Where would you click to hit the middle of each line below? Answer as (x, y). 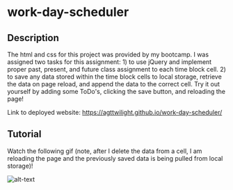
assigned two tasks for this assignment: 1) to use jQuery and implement (110, 62)
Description (33, 38)
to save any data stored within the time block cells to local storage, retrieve (115, 77)
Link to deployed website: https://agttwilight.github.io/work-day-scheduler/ (115, 112)
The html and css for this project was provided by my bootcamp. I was (108, 54)
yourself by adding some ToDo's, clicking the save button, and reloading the (116, 92)
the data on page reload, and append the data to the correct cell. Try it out (114, 84)
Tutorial (24, 134)
